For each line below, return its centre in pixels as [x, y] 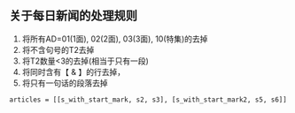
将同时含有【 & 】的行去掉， [74, 72]
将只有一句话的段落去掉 [65, 83]
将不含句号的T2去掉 [58, 49]
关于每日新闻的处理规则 [73, 16]
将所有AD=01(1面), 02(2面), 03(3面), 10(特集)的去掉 [115, 39]
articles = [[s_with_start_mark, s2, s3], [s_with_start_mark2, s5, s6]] [148, 100]
